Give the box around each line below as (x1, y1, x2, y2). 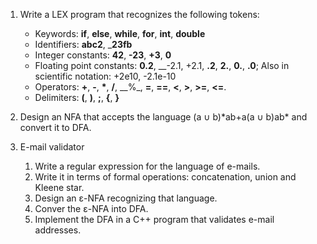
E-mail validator (19, 141, 85, 153)
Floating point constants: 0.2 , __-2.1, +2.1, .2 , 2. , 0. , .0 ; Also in (34, 60, 290, 71)
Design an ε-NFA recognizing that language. (34, 192, 218, 204)
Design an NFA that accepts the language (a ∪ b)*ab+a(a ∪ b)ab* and (19, 111, 308, 123)
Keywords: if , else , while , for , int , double (34, 28, 206, 39)
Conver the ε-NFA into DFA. (34, 203, 149, 214)
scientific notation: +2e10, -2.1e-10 (34, 70, 177, 82)
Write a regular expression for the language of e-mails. (34, 160, 261, 172)
